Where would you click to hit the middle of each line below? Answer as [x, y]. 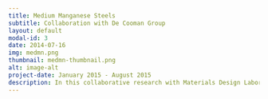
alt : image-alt [33, 68]
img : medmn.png [33, 53]
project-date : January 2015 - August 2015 [80, 75]
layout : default [35, 30]
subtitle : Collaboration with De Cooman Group [87, 23]
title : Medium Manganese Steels [62, 16]
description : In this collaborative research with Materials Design [124, 82]
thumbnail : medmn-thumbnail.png [62, 61]
